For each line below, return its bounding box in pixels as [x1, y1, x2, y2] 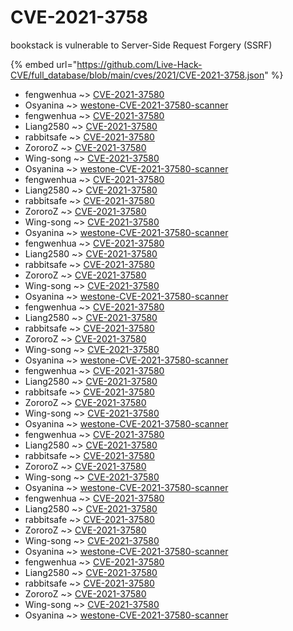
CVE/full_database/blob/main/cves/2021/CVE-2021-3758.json [10, 69, 265, 81]
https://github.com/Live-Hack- [76, 58, 203, 70]
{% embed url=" [10, 58, 78, 70]
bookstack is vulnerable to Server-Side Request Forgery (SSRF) [10, 39, 273, 51]
